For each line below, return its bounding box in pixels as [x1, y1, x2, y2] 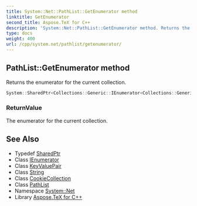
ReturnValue [6, 104, 42, 112]
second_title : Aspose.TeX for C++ [6, 19, 91, 25]
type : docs [6, 31, 33, 36]
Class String [14, 168, 45, 175]
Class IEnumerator [14, 156, 60, 163]
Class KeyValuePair [14, 162, 62, 169]
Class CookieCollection [14, 174, 72, 182]
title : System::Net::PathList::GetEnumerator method [6, 8, 138, 15]
